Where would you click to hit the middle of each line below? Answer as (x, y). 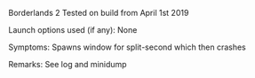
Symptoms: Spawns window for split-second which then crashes (127, 47)
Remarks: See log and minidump (68, 64)
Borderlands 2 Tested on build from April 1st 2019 (99, 13)
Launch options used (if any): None (73, 30)
